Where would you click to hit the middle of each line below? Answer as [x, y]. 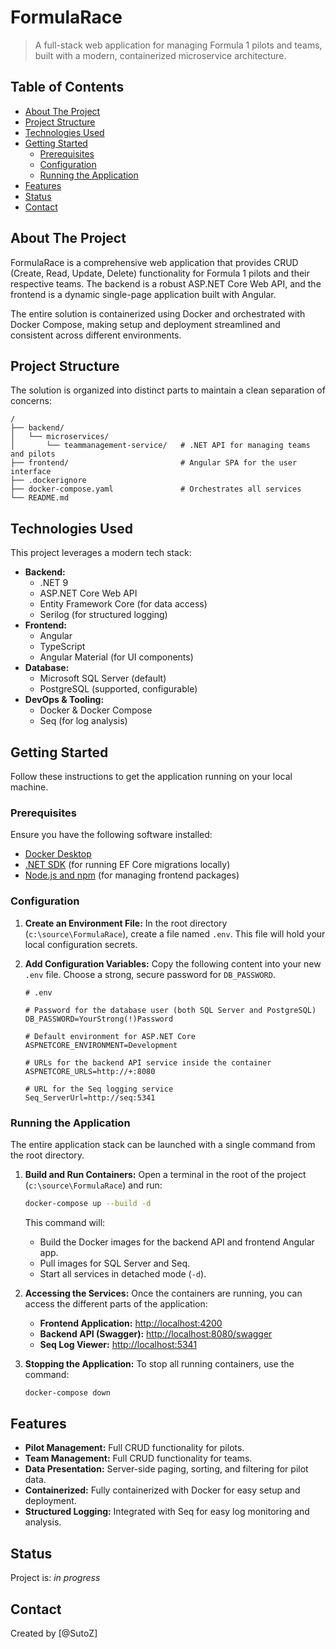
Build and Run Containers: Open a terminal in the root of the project [165, 1174]
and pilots [33, 454]
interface [31, 472]
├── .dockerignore [48, 481]
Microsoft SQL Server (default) [103, 678]
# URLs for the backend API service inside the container [148, 1062]
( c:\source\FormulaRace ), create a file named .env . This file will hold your [175, 933]
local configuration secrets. [81, 944]
